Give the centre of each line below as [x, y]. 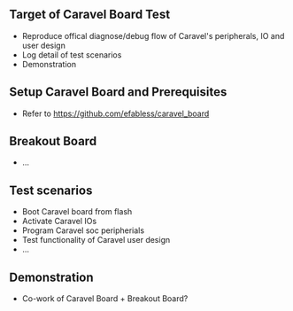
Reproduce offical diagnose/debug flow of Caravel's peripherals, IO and [153, 35]
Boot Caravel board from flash [77, 212]
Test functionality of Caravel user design [96, 240]
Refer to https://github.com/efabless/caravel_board [116, 113]
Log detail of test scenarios [72, 54]
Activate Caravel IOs [59, 222]
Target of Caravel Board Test [90, 15]
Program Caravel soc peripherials [83, 230]
